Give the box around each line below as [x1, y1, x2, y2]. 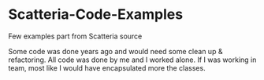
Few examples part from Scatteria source [8, 31, 143, 41]
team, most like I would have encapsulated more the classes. [8, 63, 206, 72]
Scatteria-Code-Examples [8, 5, 184, 24]
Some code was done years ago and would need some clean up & [8, 46, 223, 56]
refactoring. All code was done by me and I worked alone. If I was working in [8, 55, 257, 64]
